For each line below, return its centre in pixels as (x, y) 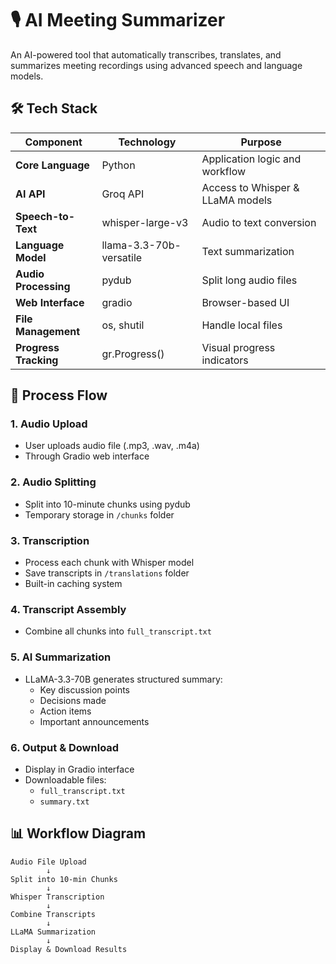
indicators (225, 360)
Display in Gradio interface (79, 769)
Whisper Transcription (57, 897)
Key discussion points (85, 689)
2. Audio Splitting (53, 482)
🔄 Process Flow (59, 395)
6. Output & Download (65, 747)
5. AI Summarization (61, 657)
